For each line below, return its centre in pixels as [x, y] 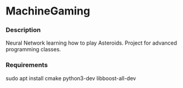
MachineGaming [48, 11]
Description [23, 30]
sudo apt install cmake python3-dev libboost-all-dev [71, 78]
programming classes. [34, 49]
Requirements [27, 65]
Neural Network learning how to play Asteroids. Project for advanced [91, 43]
